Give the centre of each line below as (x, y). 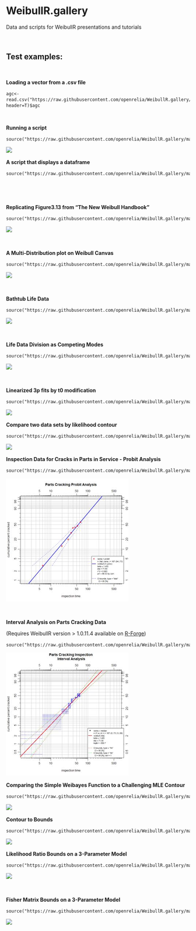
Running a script (27, 128)
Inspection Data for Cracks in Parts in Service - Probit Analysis (84, 459)
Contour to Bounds (29, 819)
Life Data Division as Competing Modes (55, 345)
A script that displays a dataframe (48, 162)
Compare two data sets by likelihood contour (62, 424)
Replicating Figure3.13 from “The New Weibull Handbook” (78, 207)
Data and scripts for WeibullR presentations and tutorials (74, 27)
